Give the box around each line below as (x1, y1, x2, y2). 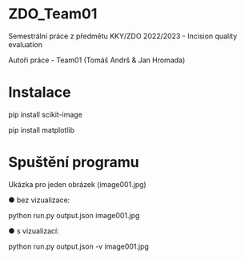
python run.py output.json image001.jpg (8, 210, 140, 220)
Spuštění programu (8, 153, 139, 172)
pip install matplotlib (8, 125, 74, 134)
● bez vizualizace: (8, 195, 70, 205)
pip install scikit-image (8, 110, 82, 119)
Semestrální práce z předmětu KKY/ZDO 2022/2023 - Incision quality (8, 31, 238, 41)
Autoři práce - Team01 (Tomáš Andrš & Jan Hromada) (8, 55, 186, 65)
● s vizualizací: (8, 225, 59, 236)
